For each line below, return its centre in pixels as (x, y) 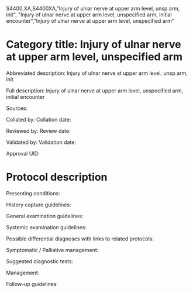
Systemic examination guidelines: (46, 227)
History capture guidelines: (39, 205)
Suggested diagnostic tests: (40, 261)
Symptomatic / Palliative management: (52, 250)
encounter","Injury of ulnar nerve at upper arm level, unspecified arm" (90, 21)
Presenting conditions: (33, 193)
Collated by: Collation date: (39, 119)
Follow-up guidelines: (32, 284)
